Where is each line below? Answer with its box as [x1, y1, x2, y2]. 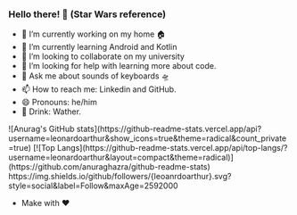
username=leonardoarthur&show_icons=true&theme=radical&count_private [8, 133, 287, 144]
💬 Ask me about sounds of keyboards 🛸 [21, 70, 170, 81]
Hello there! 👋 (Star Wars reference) [8, 8, 167, 21]
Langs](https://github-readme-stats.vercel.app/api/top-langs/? [56, 143, 288, 153]
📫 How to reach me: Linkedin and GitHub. [21, 84, 177, 95]
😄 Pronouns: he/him [21, 97, 97, 108]
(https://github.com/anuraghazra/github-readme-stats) [8, 161, 210, 172]
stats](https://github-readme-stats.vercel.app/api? [76, 124, 262, 135]
